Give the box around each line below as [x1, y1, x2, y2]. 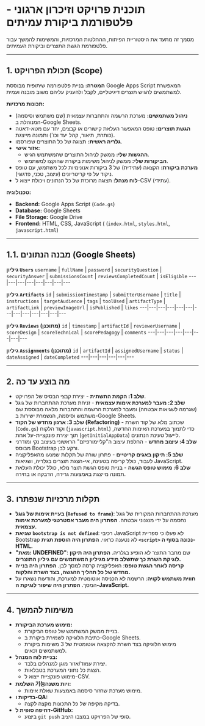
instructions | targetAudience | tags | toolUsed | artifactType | [6, 297, 166, 304]
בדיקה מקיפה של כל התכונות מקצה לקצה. [24, 700, 120, 707]
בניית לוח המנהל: [15, 653, 58, 661]
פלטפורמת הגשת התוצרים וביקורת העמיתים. [6, 42, 108, 49]
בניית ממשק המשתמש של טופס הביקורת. [24, 628, 119, 634]
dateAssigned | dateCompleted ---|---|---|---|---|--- [6, 353, 134, 361]
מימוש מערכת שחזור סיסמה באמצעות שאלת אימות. [24, 687, 142, 694]
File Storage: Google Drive [15, 213, 83, 220]
